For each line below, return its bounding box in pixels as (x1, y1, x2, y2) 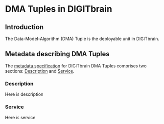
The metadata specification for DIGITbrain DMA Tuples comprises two (5, 62, 147, 69)
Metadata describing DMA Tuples (5, 50, 110, 58)
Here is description (5, 91, 44, 97)
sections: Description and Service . (5, 68, 74, 74)
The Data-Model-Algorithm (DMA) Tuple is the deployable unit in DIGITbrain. (5, 36, 160, 41)
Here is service (5, 115, 36, 121)
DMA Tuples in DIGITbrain (5, 3, 113, 15)
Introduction (5, 23, 44, 31)
